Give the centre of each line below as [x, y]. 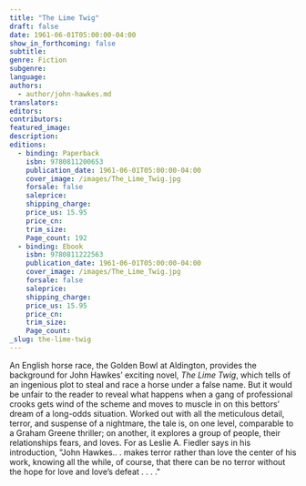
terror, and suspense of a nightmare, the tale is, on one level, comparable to [152, 423]
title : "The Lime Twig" [55, 18]
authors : [26, 86]
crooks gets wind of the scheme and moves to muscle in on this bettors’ [145, 404]
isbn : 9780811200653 [65, 162]
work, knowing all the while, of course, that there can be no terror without [148, 461]
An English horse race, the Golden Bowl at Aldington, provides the [133, 365]
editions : [28, 145]
